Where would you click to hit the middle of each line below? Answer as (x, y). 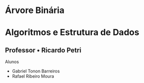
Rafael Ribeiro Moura (33, 76)
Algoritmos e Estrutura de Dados (72, 33)
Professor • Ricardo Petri (43, 50)
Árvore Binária (35, 10)
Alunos (12, 62)
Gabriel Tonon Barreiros (36, 71)
